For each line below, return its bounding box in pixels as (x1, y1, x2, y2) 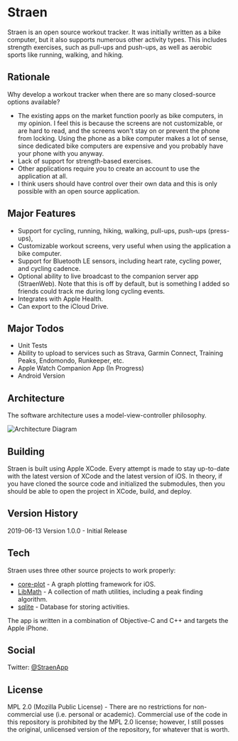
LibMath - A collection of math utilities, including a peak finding (17, 587, 203, 596)
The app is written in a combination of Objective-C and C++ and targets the (7, 616, 229, 624)
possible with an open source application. (17, 186, 140, 196)
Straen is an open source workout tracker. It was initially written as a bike (7, 28, 222, 36)
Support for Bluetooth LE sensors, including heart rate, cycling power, (17, 257, 222, 265)
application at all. (17, 171, 68, 180)
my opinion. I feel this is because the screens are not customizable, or (17, 119, 223, 127)
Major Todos (7, 322, 64, 334)
